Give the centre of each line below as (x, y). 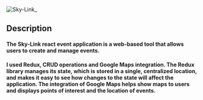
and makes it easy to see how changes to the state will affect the (90, 77)
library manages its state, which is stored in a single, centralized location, (102, 71)
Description (29, 28)
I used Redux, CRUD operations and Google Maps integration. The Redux (100, 65)
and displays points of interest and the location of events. (81, 90)
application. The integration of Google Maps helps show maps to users (98, 84)
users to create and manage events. (53, 50)
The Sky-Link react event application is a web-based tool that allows (95, 44)
